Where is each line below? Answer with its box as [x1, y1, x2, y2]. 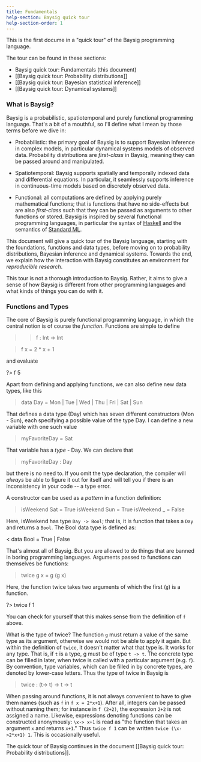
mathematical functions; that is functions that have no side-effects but [14, 200, 189, 207]
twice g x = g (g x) [20, 571, 67, 579]
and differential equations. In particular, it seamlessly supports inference [14, 176, 194, 183]
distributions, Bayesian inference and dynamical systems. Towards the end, [6, 250, 193, 257]
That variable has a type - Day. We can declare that [6, 446, 133, 453]
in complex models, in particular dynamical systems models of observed [14, 145, 194, 152]
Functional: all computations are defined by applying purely [14, 194, 162, 201]
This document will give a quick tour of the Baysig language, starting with [6, 237, 188, 244]
